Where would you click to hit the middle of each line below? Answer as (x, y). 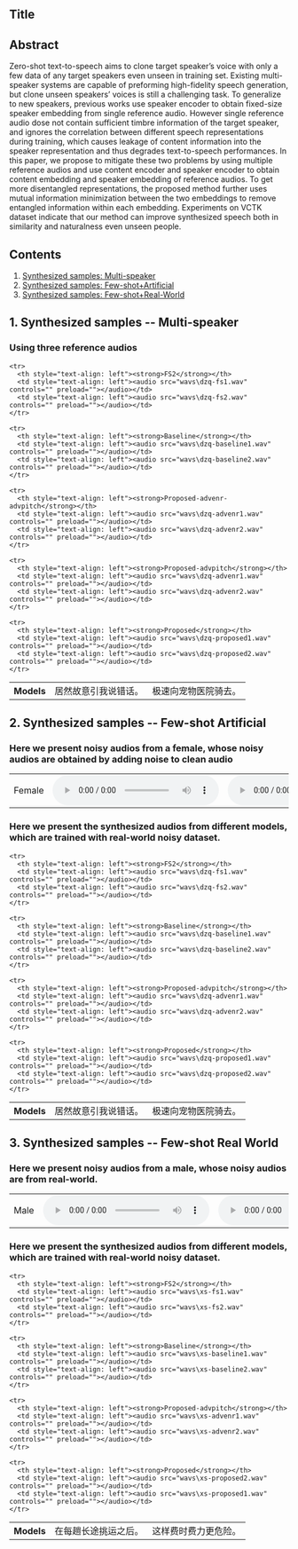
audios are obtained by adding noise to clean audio (121, 760)
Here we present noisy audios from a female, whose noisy (137, 748)
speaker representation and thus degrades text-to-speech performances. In (148, 151)
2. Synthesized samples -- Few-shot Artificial (138, 723)
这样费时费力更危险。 (196, 1530)
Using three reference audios (73, 348)
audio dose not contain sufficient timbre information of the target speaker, (144, 122)
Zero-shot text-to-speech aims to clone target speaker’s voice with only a (144, 67)
